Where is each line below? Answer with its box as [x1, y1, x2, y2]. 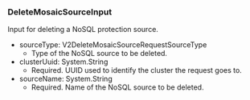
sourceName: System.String [18, 74, 113, 84]
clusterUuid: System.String [18, 57, 109, 66]
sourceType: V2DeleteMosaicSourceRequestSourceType [18, 40, 207, 50]
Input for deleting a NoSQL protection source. [7, 25, 158, 34]
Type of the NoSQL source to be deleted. [31, 49, 168, 58]
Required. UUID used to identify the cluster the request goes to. [31, 66, 242, 75]
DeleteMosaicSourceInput [7, 6, 113, 18]
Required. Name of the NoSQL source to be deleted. [31, 82, 204, 92]
